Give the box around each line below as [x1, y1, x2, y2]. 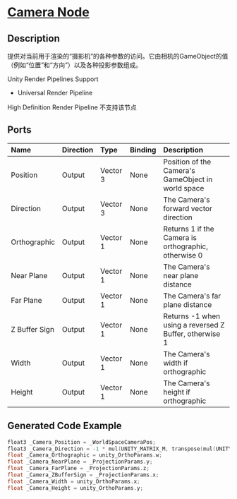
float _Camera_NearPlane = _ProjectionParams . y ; [7, 458, 153, 466]
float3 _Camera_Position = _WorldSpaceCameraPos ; [7, 438, 157, 445]
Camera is [163, 232, 197, 242]
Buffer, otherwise [163, 329, 221, 339]
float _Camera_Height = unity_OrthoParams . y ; [7, 484, 143, 491]
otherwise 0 [163, 250, 203, 260]
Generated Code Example [7, 420, 122, 432]
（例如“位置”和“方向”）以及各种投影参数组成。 [7, 61, 142, 69]
